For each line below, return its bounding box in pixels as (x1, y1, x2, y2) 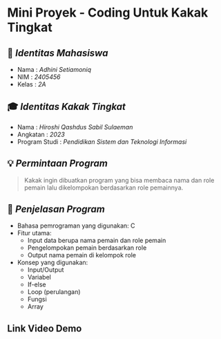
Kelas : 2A (17, 80, 46, 88)
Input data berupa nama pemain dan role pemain (27, 237, 166, 245)
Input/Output (27, 266, 64, 274)
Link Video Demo (7, 322, 82, 334)
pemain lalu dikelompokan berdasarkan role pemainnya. (23, 183, 184, 192)
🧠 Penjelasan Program (7, 203, 105, 215)
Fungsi (27, 295, 47, 304)
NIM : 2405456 (17, 73, 61, 81)
